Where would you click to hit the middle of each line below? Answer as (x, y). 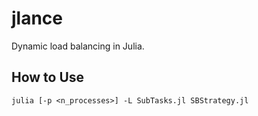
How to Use (48, 77)
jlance (37, 18)
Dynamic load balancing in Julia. (78, 46)
